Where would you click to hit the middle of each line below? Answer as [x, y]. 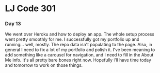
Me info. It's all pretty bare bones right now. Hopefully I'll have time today [78, 60]
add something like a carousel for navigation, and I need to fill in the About [79, 55]
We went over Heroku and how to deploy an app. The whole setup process [80, 34]
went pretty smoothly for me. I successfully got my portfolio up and [72, 39]
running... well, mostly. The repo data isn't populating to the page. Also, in [79, 45]
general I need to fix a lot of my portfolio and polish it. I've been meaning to [80, 50]
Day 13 [13, 24]
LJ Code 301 [30, 9]
